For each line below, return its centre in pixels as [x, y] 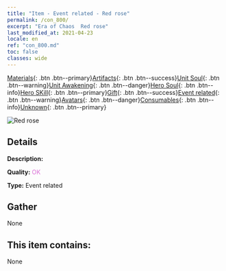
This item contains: [49, 245]
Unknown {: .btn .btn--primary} [63, 107]
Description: [25, 158]
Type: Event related [35, 185]
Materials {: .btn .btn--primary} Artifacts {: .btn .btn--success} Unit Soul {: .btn [114, 78]
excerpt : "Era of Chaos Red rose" [58, 26]
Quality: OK [24, 172]
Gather [22, 207]
